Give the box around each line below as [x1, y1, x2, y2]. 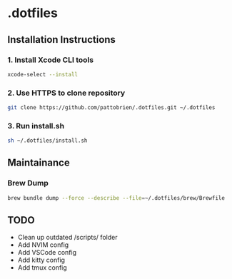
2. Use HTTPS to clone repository [7, 88, 126, 98]
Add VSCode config [17, 248, 77, 257]
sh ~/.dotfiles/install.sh [7, 137, 88, 144]
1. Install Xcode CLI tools [7, 55, 94, 65]
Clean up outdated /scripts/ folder [17, 233, 118, 242]
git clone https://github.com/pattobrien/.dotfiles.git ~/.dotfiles [7, 104, 216, 111]
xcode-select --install [7, 71, 79, 78]
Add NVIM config [17, 240, 69, 249]
